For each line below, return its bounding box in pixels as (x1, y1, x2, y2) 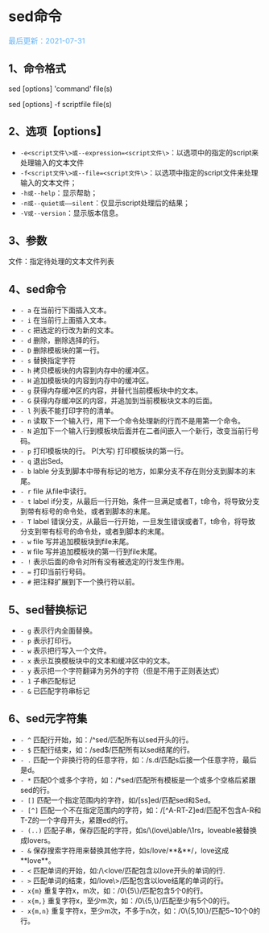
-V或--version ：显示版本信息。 (19, 208, 123, 217)
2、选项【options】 (8, 125, 107, 138)
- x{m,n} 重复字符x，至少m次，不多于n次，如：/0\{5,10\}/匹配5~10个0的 (19, 906, 261, 915)
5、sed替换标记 (8, 603, 87, 617)
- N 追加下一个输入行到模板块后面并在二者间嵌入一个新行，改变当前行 (19, 426, 252, 436)
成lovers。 (19, 835, 55, 845)
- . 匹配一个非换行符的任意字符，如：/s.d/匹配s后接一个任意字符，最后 (19, 754, 257, 765)
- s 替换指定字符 (19, 356, 77, 365)
